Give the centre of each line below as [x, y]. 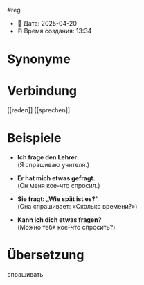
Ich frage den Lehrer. [48, 157]
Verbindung [42, 91]
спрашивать [25, 274]
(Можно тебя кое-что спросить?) [66, 227]
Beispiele [34, 138]
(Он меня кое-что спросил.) [58, 186]
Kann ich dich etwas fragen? [59, 220]
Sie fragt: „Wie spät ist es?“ [58, 199]
